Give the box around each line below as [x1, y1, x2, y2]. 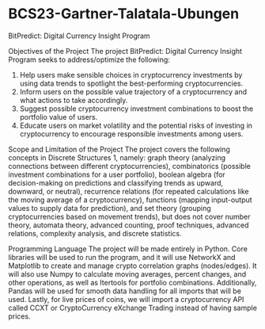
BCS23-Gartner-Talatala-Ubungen [8, 5, 240, 23]
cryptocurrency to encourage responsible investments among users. [19, 128, 244, 139]
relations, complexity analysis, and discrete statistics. [8, 228, 182, 238]
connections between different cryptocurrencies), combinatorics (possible [8, 161, 251, 170]
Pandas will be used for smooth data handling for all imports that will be [8, 286, 241, 296]
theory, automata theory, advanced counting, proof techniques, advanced [8, 220, 249, 230]
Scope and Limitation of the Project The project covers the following [8, 144, 231, 154]
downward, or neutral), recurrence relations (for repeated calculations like [8, 186, 249, 196]
